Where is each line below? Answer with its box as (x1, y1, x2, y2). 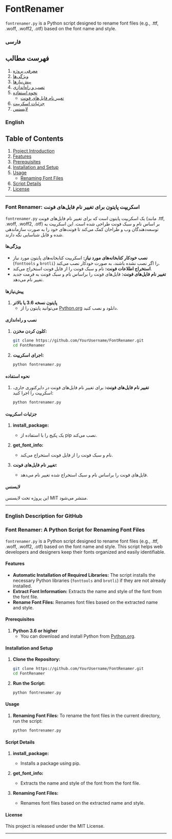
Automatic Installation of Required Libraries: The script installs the (12, 572, 156, 578)
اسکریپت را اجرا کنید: (12, 390, 54, 396)
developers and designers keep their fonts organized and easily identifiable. (5, 549, 165, 555)
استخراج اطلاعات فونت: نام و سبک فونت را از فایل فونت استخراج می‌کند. (12, 265, 152, 271)
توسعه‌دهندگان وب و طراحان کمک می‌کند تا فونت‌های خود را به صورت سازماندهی (5, 226, 159, 232)
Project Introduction (12, 148, 55, 154)
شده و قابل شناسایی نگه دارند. (5, 232, 64, 238)
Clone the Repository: (12, 656, 60, 662)
